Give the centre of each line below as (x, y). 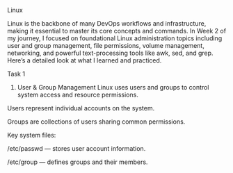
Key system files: (32, 135)
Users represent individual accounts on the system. (81, 108)
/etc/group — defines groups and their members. (78, 162)
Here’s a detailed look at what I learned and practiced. (85, 60)
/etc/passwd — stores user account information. (77, 148)
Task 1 (16, 74)
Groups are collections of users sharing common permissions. (96, 122)
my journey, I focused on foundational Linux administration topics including (115, 38)
